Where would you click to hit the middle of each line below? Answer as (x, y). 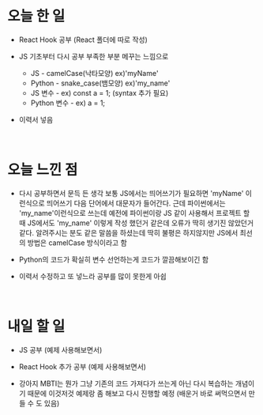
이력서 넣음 (36, 119)
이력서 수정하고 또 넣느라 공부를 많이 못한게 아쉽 (92, 276)
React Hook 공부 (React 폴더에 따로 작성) (83, 40)
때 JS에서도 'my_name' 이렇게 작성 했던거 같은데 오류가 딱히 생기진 (122, 223)
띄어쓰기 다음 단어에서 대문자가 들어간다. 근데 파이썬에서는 (136, 203)
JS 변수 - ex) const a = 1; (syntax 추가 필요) (100, 92)
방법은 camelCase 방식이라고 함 (77, 243)
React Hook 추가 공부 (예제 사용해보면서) (83, 366)
